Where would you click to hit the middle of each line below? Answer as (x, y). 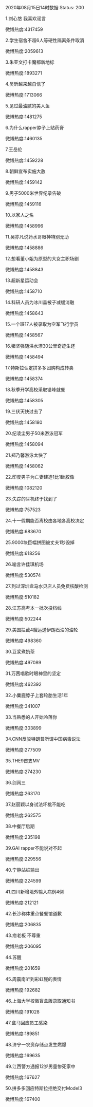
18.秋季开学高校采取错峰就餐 (35, 390)
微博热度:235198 (23, 837)
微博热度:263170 (23, 793)
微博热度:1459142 (24, 182)
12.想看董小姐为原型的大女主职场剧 (42, 259)
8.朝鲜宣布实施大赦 (25, 171)
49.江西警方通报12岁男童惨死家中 (40, 1066)
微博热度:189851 (22, 1034)
